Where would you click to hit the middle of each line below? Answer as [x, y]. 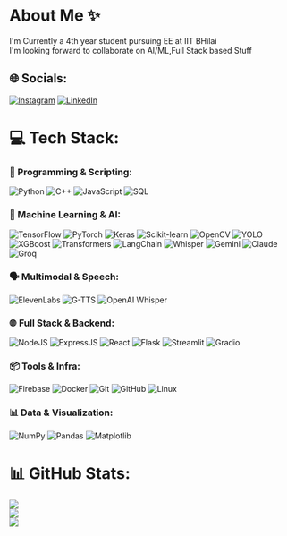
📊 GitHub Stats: [70, 473]
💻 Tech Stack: [64, 137]
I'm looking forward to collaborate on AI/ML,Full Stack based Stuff [131, 50]
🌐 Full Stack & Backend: [62, 323]
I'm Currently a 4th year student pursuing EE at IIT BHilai [113, 40]
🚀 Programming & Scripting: [71, 172]
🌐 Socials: [38, 78]
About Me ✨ [55, 16]
